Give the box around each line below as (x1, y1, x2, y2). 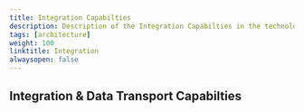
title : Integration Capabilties (9, 13, 131, 23)
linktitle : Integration (9, 47, 100, 56)
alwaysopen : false (9, 55, 79, 64)
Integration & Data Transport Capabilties (9, 89, 242, 104)
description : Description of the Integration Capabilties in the (9, 22, 261, 31)
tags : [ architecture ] (9, 30, 91, 39)
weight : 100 (9, 38, 54, 48)
